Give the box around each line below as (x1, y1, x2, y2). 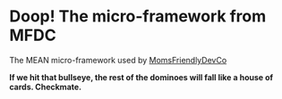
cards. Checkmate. (9, 81, 82, 92)
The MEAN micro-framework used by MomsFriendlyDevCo (9, 54, 227, 65)
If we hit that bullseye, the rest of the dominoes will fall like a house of (9, 71, 274, 82)
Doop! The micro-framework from (9, 6, 267, 27)
